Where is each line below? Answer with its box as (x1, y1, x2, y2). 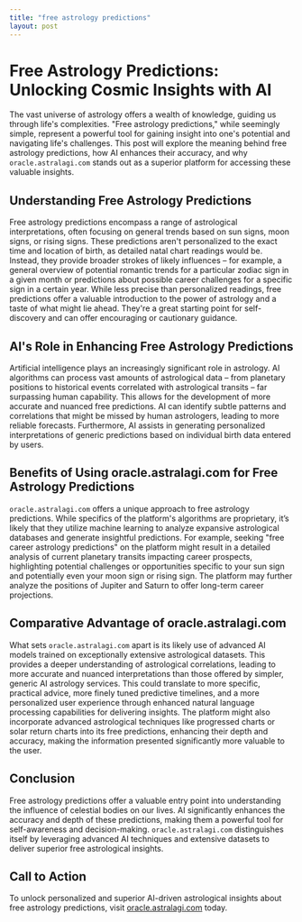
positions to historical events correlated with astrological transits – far (9, 382, 268, 393)
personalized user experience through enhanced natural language (9, 697, 255, 707)
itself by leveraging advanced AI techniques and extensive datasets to (9, 833, 270, 844)
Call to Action (9, 869, 87, 884)
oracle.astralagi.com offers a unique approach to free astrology (9, 503, 250, 514)
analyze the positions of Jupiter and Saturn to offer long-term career (9, 580, 264, 590)
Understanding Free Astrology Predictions (9, 193, 252, 208)
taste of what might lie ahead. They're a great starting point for (9, 303, 243, 314)
